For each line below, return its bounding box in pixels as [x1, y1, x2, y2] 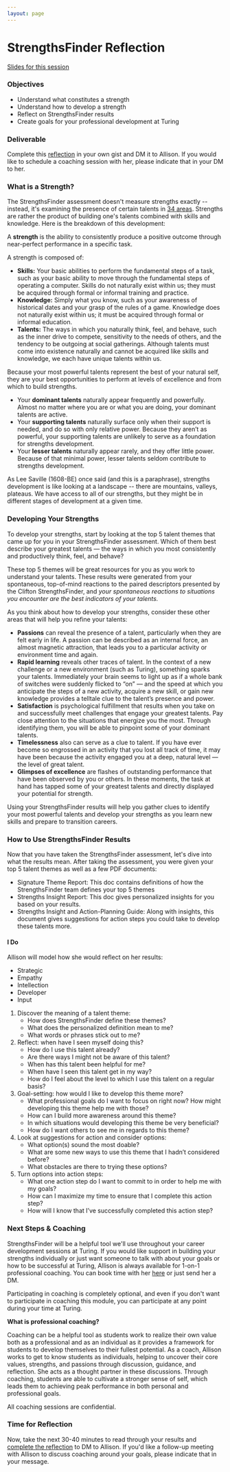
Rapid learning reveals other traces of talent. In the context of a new [16, 658, 211, 666]
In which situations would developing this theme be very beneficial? [27, 1119, 220, 1127]
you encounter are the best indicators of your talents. [7, 594, 159, 602]
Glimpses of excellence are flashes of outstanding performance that [16, 767, 212, 775]
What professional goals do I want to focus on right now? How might [27, 1097, 221, 1105]
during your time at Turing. [7, 1304, 82, 1312]
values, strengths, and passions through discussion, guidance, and [7, 1360, 197, 1368]
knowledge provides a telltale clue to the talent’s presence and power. [16, 694, 215, 702]
